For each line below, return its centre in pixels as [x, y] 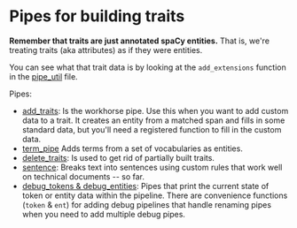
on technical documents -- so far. [83, 176]
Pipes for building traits [97, 16]
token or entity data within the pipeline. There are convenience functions [155, 195]
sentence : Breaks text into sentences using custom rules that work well [152, 167]
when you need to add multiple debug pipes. [104, 214]
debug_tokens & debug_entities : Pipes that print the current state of [145, 186]
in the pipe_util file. [43, 76]
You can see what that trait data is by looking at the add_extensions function [148, 67]
